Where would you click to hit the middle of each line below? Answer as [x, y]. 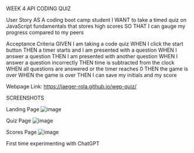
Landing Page [23, 109]
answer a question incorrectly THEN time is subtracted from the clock [90, 62]
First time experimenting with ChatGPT [53, 143]
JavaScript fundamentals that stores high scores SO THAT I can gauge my [96, 26]
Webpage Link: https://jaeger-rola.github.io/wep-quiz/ [71, 87]
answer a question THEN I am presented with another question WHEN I [92, 56]
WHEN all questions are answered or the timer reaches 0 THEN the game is [97, 69]
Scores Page [21, 132]
